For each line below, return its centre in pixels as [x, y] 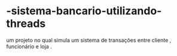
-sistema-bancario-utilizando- [84, 11]
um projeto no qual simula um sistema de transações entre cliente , [89, 40]
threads [26, 24]
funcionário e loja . [29, 46]
